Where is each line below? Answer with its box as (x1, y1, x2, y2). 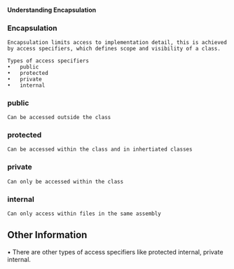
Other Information (7, 229, 88, 241)
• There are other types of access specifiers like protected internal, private (7, 247, 223, 256)
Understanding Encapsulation (7, 6, 97, 14)
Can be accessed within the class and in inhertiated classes (7, 146, 193, 153)
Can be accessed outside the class (7, 114, 111, 121)
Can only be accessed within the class (7, 178, 124, 185)
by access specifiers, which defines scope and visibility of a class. (7, 45, 221, 52)
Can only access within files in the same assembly (7, 210, 161, 217)
